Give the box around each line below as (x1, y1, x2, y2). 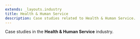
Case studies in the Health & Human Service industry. (5, 29, 114, 35)
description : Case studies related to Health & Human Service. (5, 16, 136, 20)
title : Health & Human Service (5, 11, 69, 16)
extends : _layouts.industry (5, 7, 62, 12)
